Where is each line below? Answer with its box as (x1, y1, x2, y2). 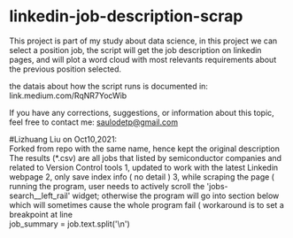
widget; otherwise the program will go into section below (72, 190, 280, 201)
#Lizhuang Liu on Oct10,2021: (9, 134, 118, 144)
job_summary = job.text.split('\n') (9, 219, 130, 229)
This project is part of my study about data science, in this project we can (9, 35, 278, 46)
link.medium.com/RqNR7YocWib (9, 90, 127, 101)
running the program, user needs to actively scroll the (9, 180, 205, 191)
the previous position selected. (9, 64, 122, 74)
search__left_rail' (9, 190, 71, 201)
